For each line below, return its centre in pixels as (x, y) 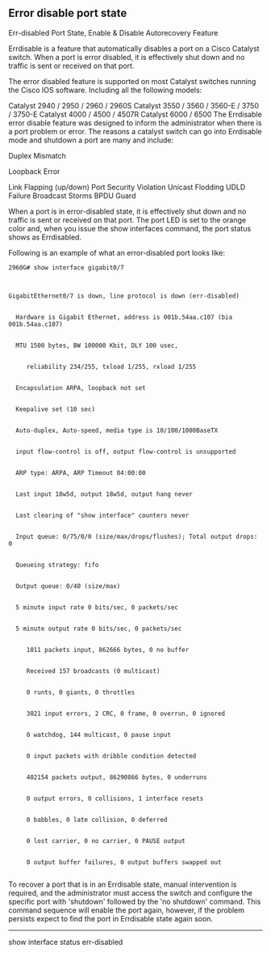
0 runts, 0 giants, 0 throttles (81, 692)
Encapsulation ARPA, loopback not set (81, 388)
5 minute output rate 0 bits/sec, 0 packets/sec (99, 629)
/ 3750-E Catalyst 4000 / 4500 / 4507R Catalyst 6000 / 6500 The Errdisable (135, 114)
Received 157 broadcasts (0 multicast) (93, 671)
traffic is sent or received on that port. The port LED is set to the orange (127, 220)
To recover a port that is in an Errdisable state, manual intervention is (123, 884)
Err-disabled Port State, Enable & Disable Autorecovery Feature (113, 32)
